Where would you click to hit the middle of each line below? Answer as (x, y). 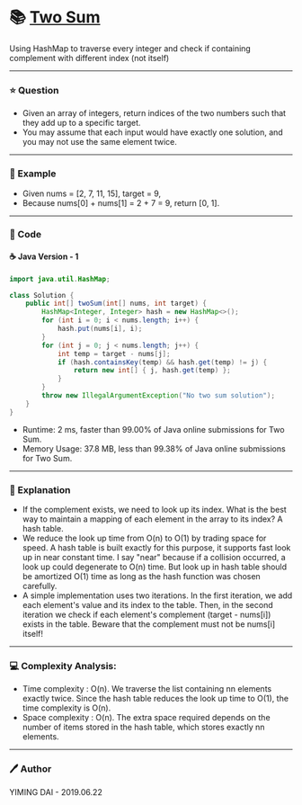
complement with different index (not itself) (89, 58)
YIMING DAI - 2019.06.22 (56, 792)
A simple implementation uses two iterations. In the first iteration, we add (157, 595)
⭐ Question (34, 90)
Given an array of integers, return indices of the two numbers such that (154, 113)
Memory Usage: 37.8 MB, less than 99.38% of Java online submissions (154, 448)
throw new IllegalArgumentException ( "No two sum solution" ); (159, 396)
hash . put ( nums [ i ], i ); (100, 329)
